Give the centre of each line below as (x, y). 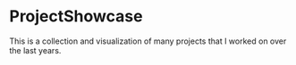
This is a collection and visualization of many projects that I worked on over (148, 41)
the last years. (35, 50)
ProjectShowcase (76, 16)
